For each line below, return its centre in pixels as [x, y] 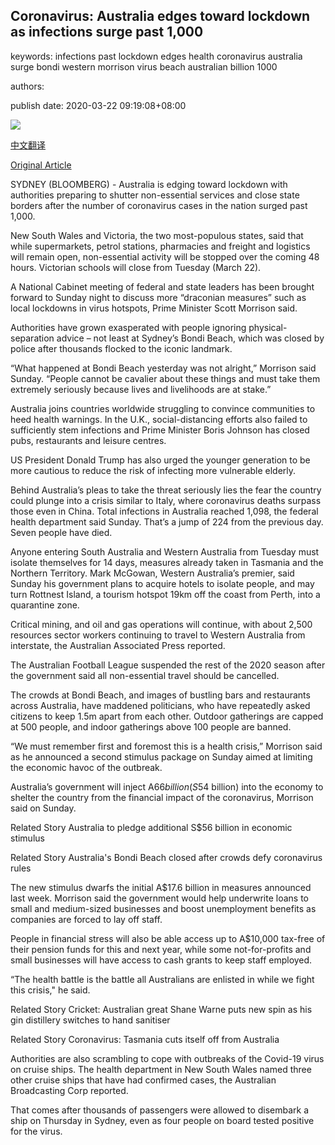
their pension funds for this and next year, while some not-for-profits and [161, 949]
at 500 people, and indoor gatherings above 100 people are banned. [151, 726]
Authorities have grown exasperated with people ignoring [128, 327]
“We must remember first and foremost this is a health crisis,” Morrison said [166, 746]
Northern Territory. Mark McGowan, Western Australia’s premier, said [152, 573]
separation [32, 338]
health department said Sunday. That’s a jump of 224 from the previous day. [167, 521]
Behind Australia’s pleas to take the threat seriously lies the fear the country [166, 490]
